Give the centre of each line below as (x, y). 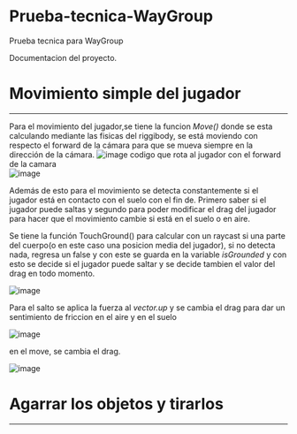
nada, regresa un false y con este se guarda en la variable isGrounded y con (148, 255)
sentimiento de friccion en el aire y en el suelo (93, 316)
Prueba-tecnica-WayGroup (111, 16)
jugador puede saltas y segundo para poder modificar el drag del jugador (143, 209)
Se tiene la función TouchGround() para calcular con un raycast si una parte (147, 235)
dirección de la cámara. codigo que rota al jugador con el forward (145, 154)
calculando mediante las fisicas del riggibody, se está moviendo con (133, 135)
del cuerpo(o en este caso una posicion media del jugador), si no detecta (142, 245)
